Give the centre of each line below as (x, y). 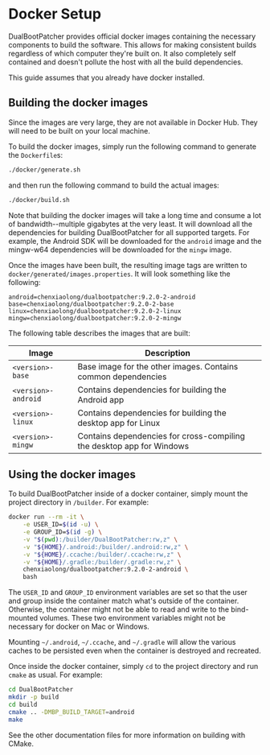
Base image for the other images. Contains (158, 366)
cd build (23, 704)
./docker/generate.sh (45, 170)
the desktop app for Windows (133, 446)
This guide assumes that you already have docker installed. (106, 77)
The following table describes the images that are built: (99, 333)
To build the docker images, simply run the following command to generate (133, 146)
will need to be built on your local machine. (79, 130)
